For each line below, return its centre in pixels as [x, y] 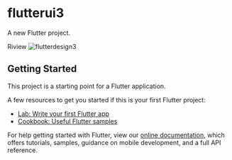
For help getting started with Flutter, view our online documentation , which [116, 135]
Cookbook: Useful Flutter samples [67, 121]
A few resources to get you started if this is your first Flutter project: [106, 100]
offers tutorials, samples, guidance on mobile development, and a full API [114, 142]
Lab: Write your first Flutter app [63, 113]
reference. [22, 150]
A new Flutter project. [39, 33]
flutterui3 [36, 13]
